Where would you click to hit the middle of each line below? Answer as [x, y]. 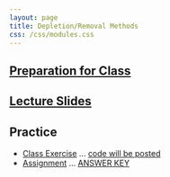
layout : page [34, 18]
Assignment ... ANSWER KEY [76, 163]
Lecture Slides [50, 101]
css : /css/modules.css [52, 34]
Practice [33, 132]
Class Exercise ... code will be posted [91, 153]
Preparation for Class [70, 71]
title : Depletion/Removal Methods [74, 26]
